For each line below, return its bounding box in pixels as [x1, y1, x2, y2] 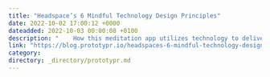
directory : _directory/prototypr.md [8, 57, 131, 65]
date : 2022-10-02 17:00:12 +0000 [8, 19, 121, 27]
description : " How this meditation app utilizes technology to [8, 34, 239, 43]
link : [8, 42, 27, 50]
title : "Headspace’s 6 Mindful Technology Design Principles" [8, 11, 221, 20]
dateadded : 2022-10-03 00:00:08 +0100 [8, 26, 138, 34]
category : [8, 49, 42, 57]
